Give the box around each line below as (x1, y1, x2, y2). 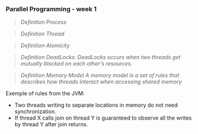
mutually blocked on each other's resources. (20, 60, 133, 68)
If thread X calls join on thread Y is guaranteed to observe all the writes (14, 114, 192, 122)
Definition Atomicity (20, 42, 70, 49)
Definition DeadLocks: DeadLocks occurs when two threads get (20, 54, 181, 61)
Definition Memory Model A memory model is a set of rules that (20, 72, 180, 79)
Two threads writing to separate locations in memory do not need (14, 101, 178, 109)
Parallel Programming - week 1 (5, 5, 97, 13)
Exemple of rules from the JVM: (5, 90, 85, 97)
